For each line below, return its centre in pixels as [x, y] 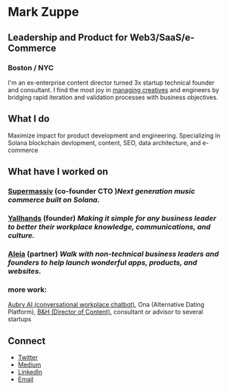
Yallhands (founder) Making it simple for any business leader [112, 218]
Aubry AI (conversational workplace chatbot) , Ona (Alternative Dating [106, 305]
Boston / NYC [31, 67]
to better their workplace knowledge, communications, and [109, 226]
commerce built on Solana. [54, 200]
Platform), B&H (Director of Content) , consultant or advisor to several [106, 312]
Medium [30, 365]
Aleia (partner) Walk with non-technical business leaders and [113, 254]
